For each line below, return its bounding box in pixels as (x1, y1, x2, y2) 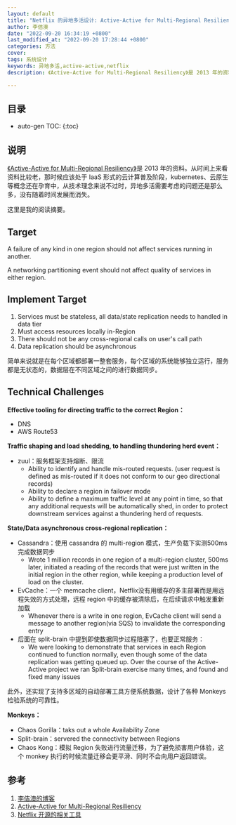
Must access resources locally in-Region (17, 327, 136, 336)
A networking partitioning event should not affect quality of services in (7, 265, 211, 274)
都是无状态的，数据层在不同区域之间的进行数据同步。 (7, 365, 162, 374)
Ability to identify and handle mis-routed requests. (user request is (27, 464, 221, 473)
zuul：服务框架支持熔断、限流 (17, 456, 104, 465)
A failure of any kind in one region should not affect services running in (7, 244, 213, 253)
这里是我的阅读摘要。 (7, 205, 69, 214)
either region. (7, 273, 46, 282)
